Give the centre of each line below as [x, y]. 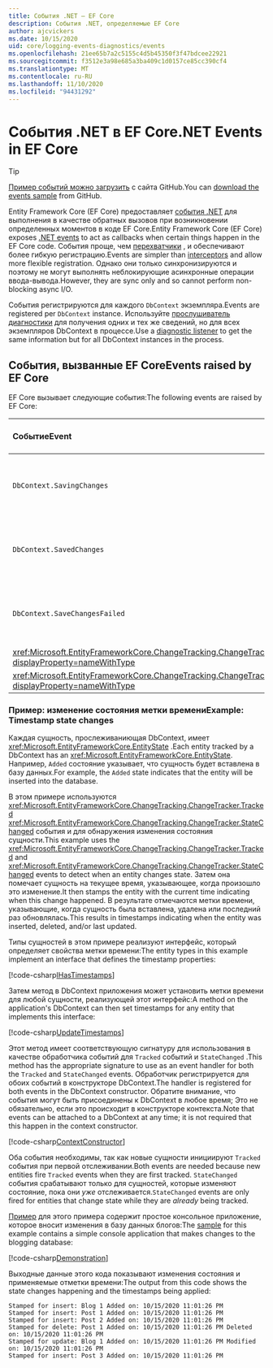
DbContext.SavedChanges [58, 550]
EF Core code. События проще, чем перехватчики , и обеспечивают [126, 246]
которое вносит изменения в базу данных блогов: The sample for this [128, 1225]
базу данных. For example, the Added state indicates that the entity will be [131, 772]
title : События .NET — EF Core [61, 16]
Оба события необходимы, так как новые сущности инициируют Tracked [135, 1157]
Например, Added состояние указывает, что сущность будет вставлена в [134, 764]
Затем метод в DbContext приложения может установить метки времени [136, 991]
